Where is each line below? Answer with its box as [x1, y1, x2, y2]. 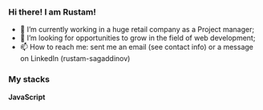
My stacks [8, 74, 51, 85]
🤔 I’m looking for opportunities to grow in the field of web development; [19, 33, 256, 43]
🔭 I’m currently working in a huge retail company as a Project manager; [19, 25, 255, 35]
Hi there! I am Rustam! [8, 6, 96, 18]
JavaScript [8, 92, 46, 102]
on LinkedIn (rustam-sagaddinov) [19, 54, 131, 63]
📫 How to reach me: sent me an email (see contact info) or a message [19, 43, 254, 52]
